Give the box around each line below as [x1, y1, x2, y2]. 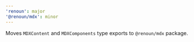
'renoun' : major [5, 8, 45, 14]
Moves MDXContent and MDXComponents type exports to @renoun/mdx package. [5, 29, 189, 36]
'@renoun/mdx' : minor [5, 14, 59, 20]
